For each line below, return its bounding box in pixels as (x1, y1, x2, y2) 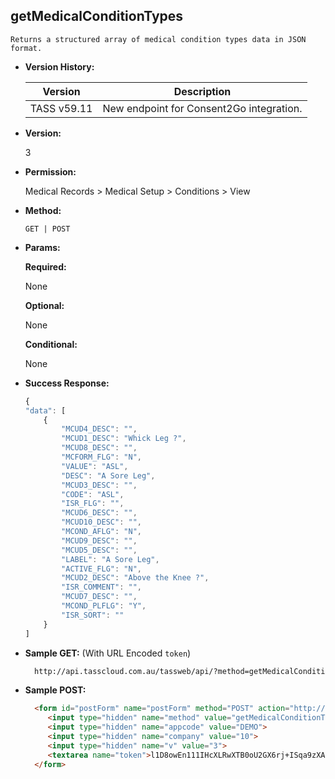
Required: (24, 260, 67, 273)
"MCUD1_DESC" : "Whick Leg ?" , (61, 434, 187, 444)
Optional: (24, 299, 65, 311)
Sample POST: (24, 684, 87, 696)
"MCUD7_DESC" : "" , (61, 592, 138, 602)
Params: (24, 241, 61, 253)
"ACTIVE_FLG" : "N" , (61, 564, 142, 574)
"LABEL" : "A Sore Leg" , (61, 554, 160, 564)
